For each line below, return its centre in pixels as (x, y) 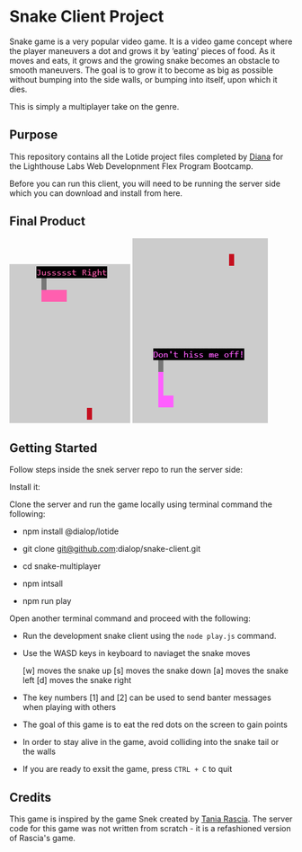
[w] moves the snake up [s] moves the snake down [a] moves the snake (155, 670)
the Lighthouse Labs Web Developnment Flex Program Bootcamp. (131, 166)
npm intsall (42, 584)
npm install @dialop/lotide (71, 531)
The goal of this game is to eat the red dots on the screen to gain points (155, 724)
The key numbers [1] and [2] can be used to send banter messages (147, 697)
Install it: (25, 487)
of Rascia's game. (43, 839)
